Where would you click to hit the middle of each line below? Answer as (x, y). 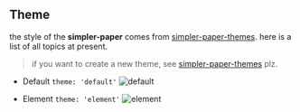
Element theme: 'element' (71, 98)
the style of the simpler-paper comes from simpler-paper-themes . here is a (150, 36)
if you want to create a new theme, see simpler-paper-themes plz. (155, 63)
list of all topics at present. (59, 46)
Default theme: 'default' (70, 81)
